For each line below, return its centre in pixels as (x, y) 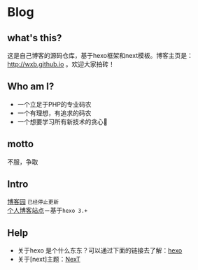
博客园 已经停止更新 (33, 202)
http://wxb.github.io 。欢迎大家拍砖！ (61, 64)
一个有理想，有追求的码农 (54, 113)
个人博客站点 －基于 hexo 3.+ (48, 211)
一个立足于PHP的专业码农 (55, 104)
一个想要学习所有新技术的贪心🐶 (62, 121)
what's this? (35, 38)
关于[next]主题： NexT (49, 260)
